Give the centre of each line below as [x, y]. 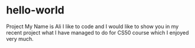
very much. [20, 39]
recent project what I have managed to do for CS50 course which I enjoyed [97, 32]
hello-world [35, 10]
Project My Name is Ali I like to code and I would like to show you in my [92, 26]
